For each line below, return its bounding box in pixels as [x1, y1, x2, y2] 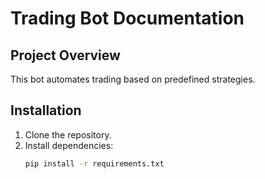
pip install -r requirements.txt [24, 158, 165, 169]
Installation [10, 102, 82, 119]
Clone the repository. [24, 128, 112, 141]
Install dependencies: [24, 139, 114, 151]
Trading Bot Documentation [10, 7, 245, 30]
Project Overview [10, 47, 121, 64]
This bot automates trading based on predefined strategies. [10, 73, 256, 85]
